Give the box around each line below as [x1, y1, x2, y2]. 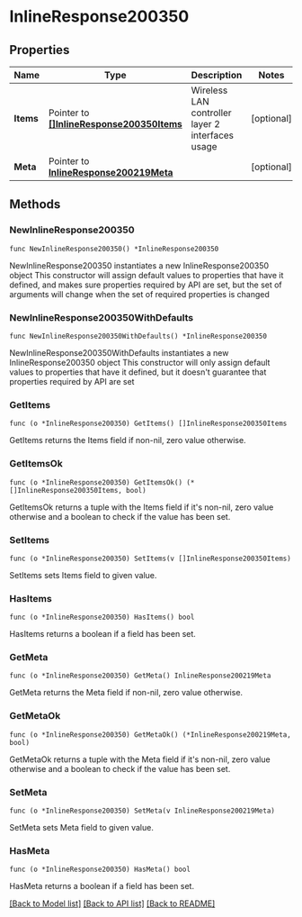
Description [191, 69, 243, 81]
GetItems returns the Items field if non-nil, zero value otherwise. [9, 435, 246, 446]
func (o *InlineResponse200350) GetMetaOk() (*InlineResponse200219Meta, [9, 730, 292, 740]
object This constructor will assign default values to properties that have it [9, 269, 284, 280]
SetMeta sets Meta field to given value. [9, 822, 155, 833]
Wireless [191, 84, 228, 96]
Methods [9, 196, 61, 213]
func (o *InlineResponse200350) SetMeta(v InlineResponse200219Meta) [9, 806, 276, 816]
